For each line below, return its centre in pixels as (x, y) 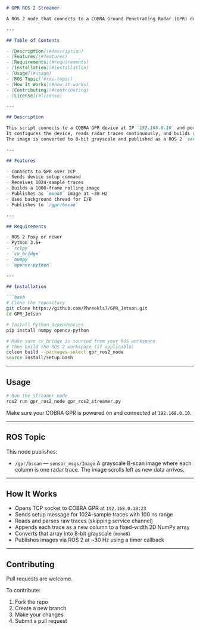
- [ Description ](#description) (45, 51)
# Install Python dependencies (45, 325)
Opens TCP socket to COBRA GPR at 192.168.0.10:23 (80, 508)
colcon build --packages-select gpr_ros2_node (65, 352)
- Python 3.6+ (24, 243)
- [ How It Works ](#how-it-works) (48, 84)
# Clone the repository (36, 303)
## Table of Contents (33, 40)
